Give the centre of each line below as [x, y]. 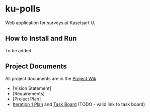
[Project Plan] [27, 99]
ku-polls [23, 9]
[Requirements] [28, 93]
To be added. [19, 50]
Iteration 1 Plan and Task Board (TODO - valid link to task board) [79, 104]
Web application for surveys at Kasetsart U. [50, 23]
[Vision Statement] [32, 88]
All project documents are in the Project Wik [51, 78]
